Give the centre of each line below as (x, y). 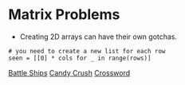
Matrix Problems (64, 15)
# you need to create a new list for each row (87, 51)
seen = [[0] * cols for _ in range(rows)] (80, 58)
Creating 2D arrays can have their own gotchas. (98, 37)
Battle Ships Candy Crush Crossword (69, 72)
